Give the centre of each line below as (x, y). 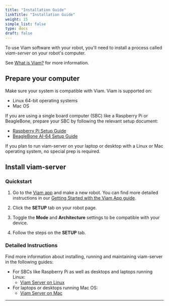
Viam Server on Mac (41, 293)
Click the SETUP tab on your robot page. (55, 208)
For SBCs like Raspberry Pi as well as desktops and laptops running (82, 271)
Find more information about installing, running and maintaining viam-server (84, 256)
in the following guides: (29, 262)
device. (20, 223)
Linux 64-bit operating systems (45, 100)
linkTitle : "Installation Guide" (40, 15)
